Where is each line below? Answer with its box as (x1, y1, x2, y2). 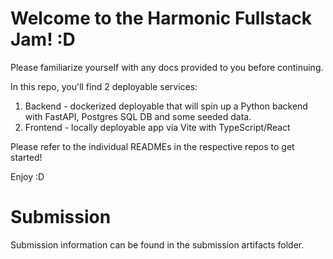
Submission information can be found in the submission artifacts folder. (10, 238, 305, 251)
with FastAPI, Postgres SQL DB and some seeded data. (24, 110, 252, 122)
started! (10, 151, 43, 163)
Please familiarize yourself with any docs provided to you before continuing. (10, 61, 324, 73)
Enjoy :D (10, 170, 45, 182)
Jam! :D (10, 28, 76, 51)
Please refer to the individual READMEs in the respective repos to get (10, 140, 295, 152)
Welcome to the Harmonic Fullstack (10, 7, 313, 30)
